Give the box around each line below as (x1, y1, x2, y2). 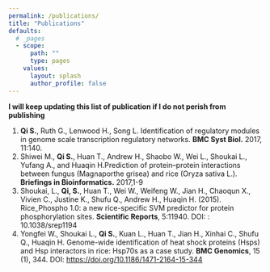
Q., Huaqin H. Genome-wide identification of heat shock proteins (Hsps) (19, 237, 260, 247)
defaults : (8, 27, 42, 35)
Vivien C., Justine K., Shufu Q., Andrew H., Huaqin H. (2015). (19, 195, 222, 204)
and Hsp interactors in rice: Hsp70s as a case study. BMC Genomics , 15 (19, 245, 260, 255)
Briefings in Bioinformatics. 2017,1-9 (19, 177, 144, 186)
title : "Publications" (8, 19, 85, 27)
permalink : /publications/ (8, 11, 99, 20)
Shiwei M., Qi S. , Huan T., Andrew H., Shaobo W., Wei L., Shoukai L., (19, 151, 248, 161)
